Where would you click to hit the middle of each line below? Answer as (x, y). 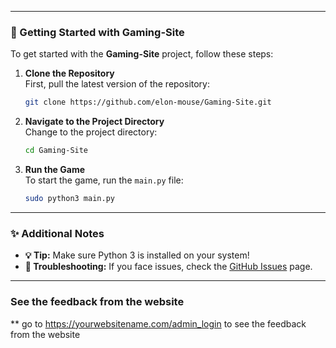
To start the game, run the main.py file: (104, 180)
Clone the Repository (69, 73)
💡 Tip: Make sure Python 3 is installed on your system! (137, 255)
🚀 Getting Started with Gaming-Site (97, 32)
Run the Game (55, 170)
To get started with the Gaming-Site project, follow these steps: (142, 54)
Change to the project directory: (91, 132)
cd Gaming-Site (56, 151)
